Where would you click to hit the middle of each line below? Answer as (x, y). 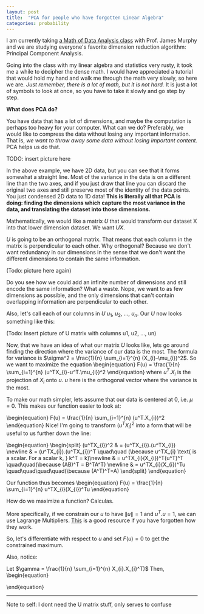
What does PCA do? (32, 110)
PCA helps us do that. (33, 147)
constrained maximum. (35, 545)
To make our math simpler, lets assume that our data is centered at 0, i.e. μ (100, 400)
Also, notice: (22, 557)
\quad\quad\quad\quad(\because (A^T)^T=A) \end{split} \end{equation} (96, 471)
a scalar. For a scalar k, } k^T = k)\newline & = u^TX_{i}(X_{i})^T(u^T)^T (95, 458)
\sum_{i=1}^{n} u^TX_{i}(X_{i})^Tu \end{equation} (68, 489)
